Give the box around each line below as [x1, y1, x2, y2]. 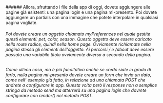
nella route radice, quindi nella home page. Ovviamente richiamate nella [5, 41, 151, 47]
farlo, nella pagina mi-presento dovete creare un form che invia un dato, [5, 72, 152, 78]
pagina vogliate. [5, 20, 38, 25]
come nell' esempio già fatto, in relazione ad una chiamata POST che [5, 77, 146, 83]
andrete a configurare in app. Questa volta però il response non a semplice [5, 82, 158, 88]
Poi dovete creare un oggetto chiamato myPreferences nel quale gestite [5, 31, 151, 37]
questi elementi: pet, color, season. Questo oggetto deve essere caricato [5, 36, 152, 42]
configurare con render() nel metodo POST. [5, 93, 93, 99]
